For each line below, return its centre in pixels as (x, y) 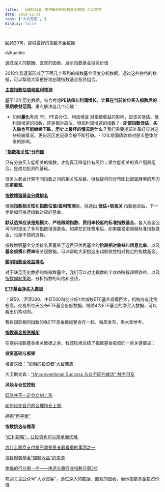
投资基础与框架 (20, 353)
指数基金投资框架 (22, 332)
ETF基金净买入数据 (24, 289)
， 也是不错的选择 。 (29, 234)
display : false (21, 23)
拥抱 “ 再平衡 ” (18, 416)
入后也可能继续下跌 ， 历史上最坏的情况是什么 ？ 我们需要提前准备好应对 (83, 129)
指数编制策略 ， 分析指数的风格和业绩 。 (44, 278)
